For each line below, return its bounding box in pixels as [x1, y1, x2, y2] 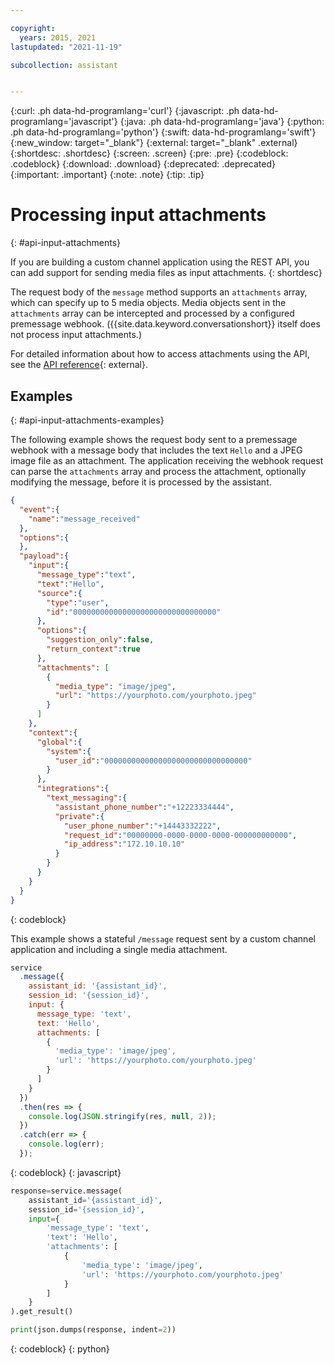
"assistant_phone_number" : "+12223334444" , [54, 802, 235, 812]
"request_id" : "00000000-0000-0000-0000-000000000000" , [63, 830, 298, 840]
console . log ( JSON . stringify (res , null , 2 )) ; [28, 1111, 217, 1121]
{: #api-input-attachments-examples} [10, 414, 165, 426]
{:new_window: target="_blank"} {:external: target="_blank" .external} [10, 137, 298, 149]
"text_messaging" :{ [46, 793, 128, 803]
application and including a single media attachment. [10, 943, 228, 955]
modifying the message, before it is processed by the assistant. [10, 476, 272, 488]
